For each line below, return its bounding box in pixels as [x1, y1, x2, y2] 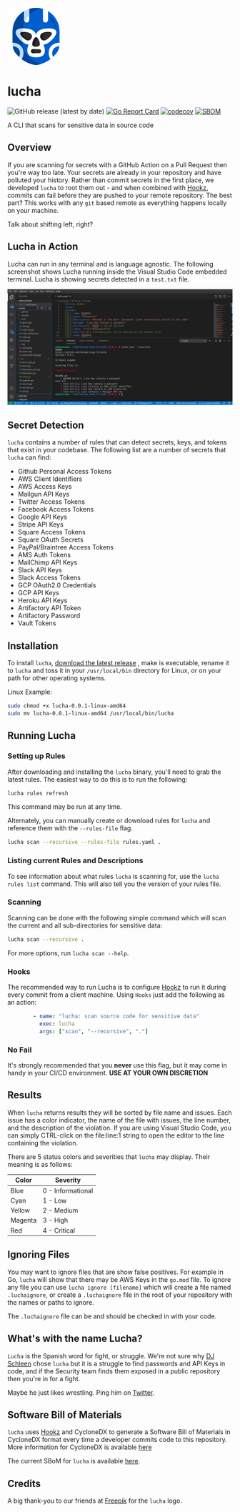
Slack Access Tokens [17, 573, 81, 582]
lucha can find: [7, 453, 51, 462]
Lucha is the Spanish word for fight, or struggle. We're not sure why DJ [7, 1351, 215, 1360]
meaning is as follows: [7, 1160, 73, 1168]
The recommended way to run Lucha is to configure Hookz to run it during [7, 983, 226, 992]
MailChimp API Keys [17, 558, 78, 567]
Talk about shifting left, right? [7, 219, 94, 229]
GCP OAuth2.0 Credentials [17, 581, 96, 590]
